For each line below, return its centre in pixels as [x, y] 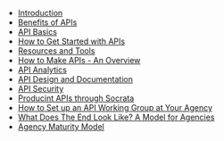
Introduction [40, 13]
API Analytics [42, 70]
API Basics [37, 32]
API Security [41, 89]
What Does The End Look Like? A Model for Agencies [116, 117]
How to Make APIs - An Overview [79, 60]
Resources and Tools [56, 51]
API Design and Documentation [75, 79]
